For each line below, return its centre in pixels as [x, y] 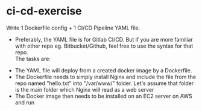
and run [25, 102]
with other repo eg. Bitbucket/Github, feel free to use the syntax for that [104, 46]
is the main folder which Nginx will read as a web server [84, 89]
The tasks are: [33, 59]
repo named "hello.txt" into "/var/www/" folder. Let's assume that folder [104, 83]
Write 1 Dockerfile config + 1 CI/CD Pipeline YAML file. [73, 28]
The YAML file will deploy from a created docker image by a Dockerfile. [103, 70]
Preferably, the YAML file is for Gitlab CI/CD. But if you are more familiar [104, 39]
